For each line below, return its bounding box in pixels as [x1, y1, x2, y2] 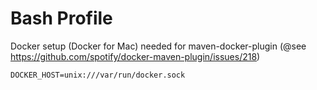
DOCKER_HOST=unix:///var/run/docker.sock [10, 70, 186, 80]
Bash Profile [10, 7, 113, 30]
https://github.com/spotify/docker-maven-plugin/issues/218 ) [10, 50, 261, 62]
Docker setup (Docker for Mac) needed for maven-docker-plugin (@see [10, 40, 307, 52]
